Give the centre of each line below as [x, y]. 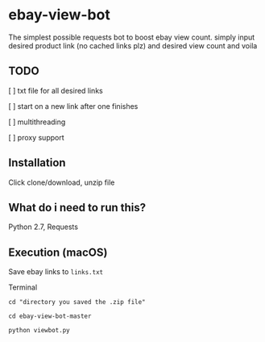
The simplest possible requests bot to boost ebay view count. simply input [132, 37]
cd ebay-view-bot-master [50, 316]
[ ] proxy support [36, 137]
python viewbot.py [39, 331]
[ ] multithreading [37, 122]
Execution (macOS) [58, 252]
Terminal [23, 287]
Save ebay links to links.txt [56, 272]
